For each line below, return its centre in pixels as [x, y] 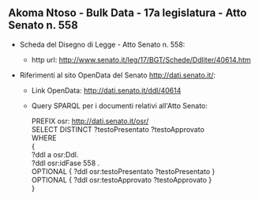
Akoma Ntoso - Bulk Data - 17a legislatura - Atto [128, 13]
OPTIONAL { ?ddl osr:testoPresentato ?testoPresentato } [123, 171]
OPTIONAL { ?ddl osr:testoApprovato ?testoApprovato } [122, 179]
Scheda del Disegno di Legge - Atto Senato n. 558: [102, 44]
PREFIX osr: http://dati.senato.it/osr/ [90, 121]
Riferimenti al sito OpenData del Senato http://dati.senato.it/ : [117, 75]
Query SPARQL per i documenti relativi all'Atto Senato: [119, 105]
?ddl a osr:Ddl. [55, 154]
